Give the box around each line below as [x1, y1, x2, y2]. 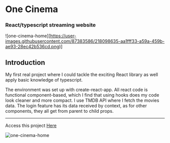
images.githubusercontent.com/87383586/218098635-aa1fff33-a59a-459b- [5, 38, 165, 44]
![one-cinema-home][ [5, 33, 51, 39]
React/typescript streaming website [5, 22, 96, 29]
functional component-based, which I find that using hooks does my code [5, 92, 159, 98]
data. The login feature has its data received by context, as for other [5, 103, 147, 109]
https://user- [50, 33, 77, 39]
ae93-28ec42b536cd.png [5, 44, 60, 50]
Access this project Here [5, 122, 57, 129]
